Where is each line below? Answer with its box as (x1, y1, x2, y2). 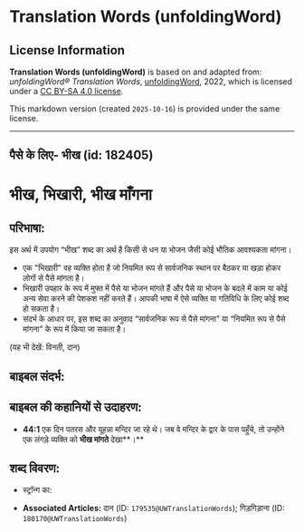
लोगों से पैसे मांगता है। (22, 273, 85, 284)
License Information (9, 43, 125, 58)
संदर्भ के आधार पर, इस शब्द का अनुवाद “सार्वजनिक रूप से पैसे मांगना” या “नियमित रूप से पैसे (22, 314, 286, 324)
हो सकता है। (22, 304, 61, 314)
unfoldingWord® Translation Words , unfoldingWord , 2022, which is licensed (9, 76, 292, 87)
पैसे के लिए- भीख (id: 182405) (9, 148, 154, 163)
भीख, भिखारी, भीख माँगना (9, 184, 152, 205)
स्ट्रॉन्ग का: (22, 485, 52, 496)
